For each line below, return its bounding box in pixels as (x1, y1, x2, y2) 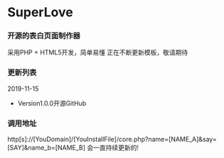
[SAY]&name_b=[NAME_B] (7, 143, 86, 152)
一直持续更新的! (93, 143, 139, 152)
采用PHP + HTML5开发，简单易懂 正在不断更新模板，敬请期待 (7, 48, 188, 57)
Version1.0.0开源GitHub (17, 98, 87, 107)
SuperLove (7, 4, 73, 21)
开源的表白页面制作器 (7, 31, 80, 41)
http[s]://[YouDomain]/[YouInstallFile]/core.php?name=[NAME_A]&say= (7, 135, 217, 144)
